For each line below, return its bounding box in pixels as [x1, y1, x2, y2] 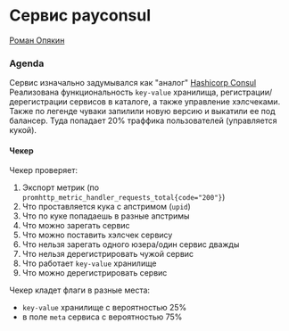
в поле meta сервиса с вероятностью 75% [21, 311, 183, 322]
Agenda [9, 57, 45, 70]
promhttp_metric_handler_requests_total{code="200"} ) [21, 192, 226, 203]
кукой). [9, 125, 37, 136]
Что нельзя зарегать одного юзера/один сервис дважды [21, 239, 240, 250]
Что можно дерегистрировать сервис [21, 268, 168, 278]
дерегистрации [9, 96, 69, 107]
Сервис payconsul [9, 5, 152, 26]
